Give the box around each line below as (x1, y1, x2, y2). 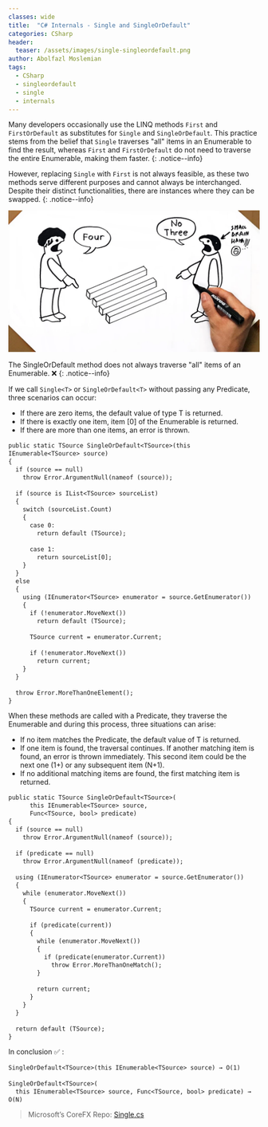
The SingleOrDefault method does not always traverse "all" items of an (8, 360, 242, 369)
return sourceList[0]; (37, 553, 112, 562)
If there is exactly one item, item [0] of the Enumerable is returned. (19, 416, 239, 426)
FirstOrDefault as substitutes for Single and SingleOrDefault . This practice (8, 128, 258, 138)
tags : (8, 64, 26, 72)
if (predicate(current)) (29, 921, 112, 929)
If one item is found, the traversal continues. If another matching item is (19, 743, 255, 753)
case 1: (29, 545, 56, 554)
